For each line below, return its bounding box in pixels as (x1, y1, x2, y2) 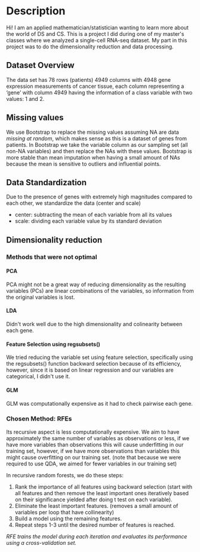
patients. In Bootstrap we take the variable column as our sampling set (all (6, 141, 188, 148)
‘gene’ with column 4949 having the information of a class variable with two (6, 88, 193, 96)
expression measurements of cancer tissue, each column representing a (6, 82, 184, 90)
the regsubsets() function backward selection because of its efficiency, (6, 360, 181, 367)
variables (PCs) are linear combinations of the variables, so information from (6, 287, 194, 294)
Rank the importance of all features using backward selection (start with (14, 483, 193, 490)
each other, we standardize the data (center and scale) (6, 200, 141, 207)
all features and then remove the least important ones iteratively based (14, 489, 189, 496)
